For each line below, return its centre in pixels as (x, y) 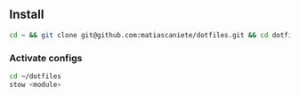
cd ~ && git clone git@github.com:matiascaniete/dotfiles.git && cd (139, 35)
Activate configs (46, 58)
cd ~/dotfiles (36, 76)
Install (27, 15)
